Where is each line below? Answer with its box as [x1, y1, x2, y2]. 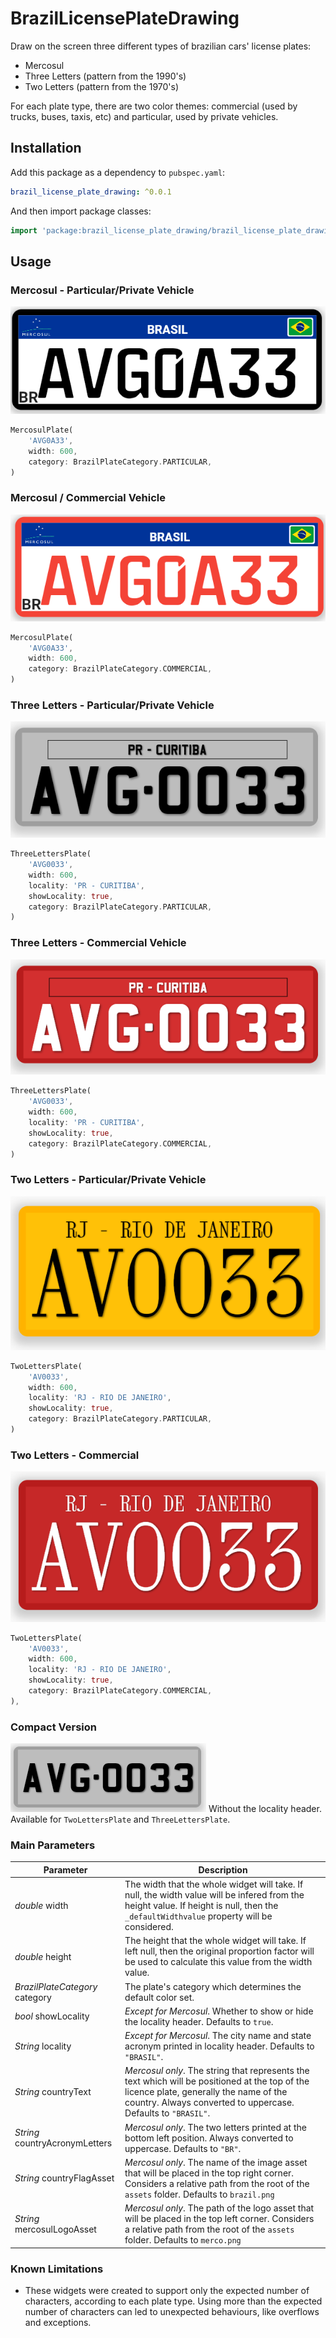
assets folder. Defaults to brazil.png [124, 2188, 275, 2200]
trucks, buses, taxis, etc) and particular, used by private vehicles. [10, 110, 279, 122]
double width [14, 1900, 69, 1912]
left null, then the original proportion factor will [124, 1945, 315, 1957]
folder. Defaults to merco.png [124, 2234, 242, 2246]
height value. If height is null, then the [124, 1900, 279, 1912]
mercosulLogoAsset [14, 2223, 97, 2236]
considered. [124, 1921, 174, 1933]
